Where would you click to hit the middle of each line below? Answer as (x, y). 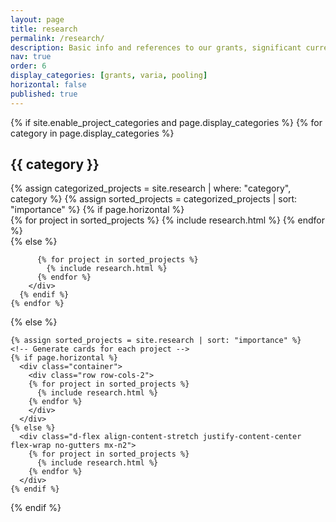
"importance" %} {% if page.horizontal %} (97, 210)
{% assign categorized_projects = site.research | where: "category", (151, 188)
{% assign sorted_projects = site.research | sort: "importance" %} (156, 341)
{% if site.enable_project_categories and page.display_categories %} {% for (166, 122)
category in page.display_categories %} (92, 133)
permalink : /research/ (57, 38)
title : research (44, 29)
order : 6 (28, 66)
